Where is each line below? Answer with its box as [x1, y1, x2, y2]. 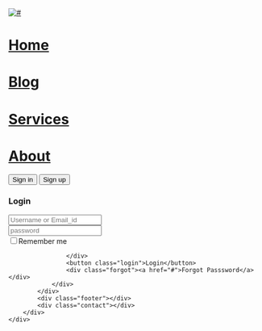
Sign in [12, 175, 34, 184]
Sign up [43, 175, 66, 184]
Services [8, 110, 70, 128]
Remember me [19, 236, 68, 245]
